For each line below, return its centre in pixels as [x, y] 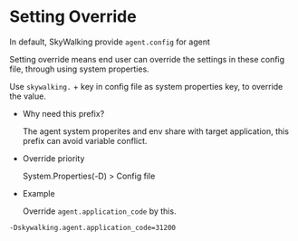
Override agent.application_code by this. [99, 211]
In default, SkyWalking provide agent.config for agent [110, 42]
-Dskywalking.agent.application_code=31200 [93, 227]
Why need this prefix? [63, 113]
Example [39, 193]
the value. [28, 96]
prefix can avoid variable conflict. [85, 140]
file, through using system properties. [79, 69]
